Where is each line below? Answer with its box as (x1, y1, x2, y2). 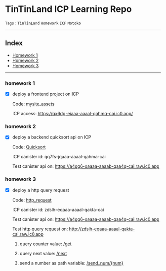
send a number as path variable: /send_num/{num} (19, 260, 124, 266)
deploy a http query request (12, 187, 69, 193)
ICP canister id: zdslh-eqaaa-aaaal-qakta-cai (12, 206, 104, 212)
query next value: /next (19, 250, 67, 256)
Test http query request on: (12, 226, 68, 232)
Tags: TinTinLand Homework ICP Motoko (5, 21, 81, 26)
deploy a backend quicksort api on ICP (12, 134, 91, 140)
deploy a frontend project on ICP (12, 91, 79, 97)
